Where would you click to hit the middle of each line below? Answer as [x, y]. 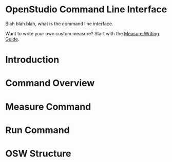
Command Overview [50, 83]
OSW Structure [38, 154]
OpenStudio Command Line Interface [86, 9]
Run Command [38, 130]
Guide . [12, 39]
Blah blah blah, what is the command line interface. [60, 24]
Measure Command [48, 107]
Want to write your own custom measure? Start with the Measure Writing [82, 33]
